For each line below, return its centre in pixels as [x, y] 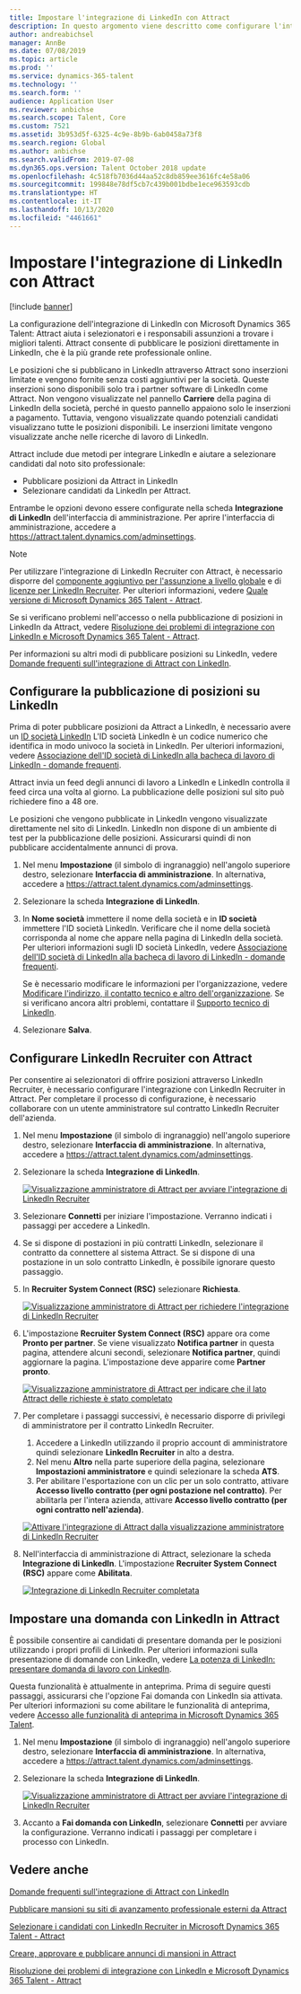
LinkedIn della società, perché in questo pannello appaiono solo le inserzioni [150, 408]
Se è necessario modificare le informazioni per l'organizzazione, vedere [155, 984]
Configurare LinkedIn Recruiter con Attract [131, 1058]
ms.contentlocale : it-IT [56, 202]
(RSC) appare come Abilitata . [77, 1573]
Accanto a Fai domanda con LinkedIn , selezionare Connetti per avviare [155, 1823]
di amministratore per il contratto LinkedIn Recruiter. [118, 1426]
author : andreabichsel [52, 34]
